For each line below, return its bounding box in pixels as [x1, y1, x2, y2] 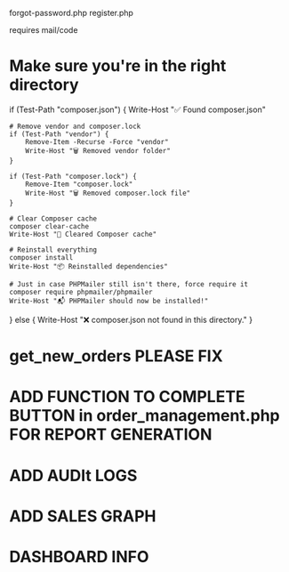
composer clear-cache [9, 222, 90, 230]
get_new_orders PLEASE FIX [9, 346, 224, 367]
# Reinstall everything [9, 245, 98, 254]
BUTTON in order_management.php [9, 406, 280, 426]
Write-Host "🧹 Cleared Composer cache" [9, 230, 157, 238]
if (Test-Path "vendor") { [9, 129, 109, 139]
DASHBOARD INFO [9, 546, 149, 567]
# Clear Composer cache [9, 213, 98, 223]
